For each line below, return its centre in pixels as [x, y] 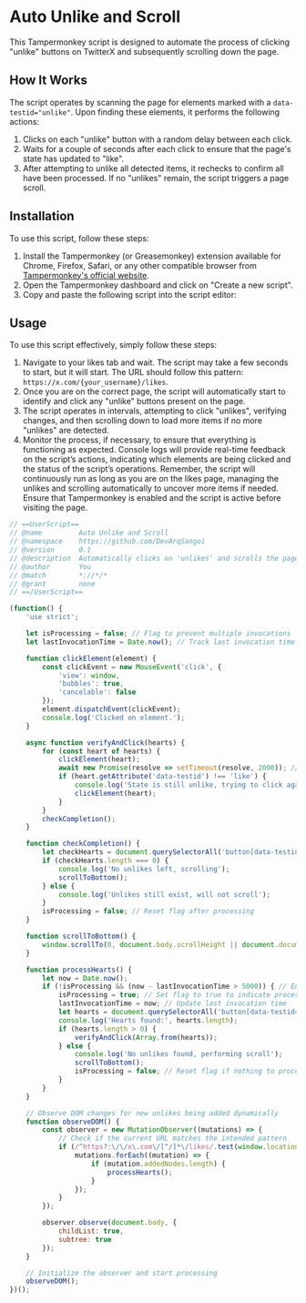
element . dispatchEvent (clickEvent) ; [112, 709]
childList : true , [91, 1231]
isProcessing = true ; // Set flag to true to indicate [164, 995]
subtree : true [85, 1239]
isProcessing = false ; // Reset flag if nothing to [174, 1072]
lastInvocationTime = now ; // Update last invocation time [172, 1003]
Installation [42, 216]
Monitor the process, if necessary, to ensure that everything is [139, 440]
